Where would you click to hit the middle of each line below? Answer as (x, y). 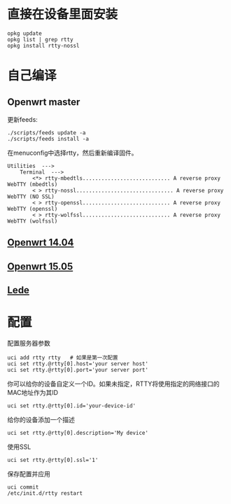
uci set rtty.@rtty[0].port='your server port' (78, 370)
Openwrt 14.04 (41, 243)
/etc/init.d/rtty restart (45, 493)
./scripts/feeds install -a (48, 139)
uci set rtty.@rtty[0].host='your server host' (78, 364)
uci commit (23, 487)
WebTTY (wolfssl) (33, 221)
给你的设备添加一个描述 (41, 420)
